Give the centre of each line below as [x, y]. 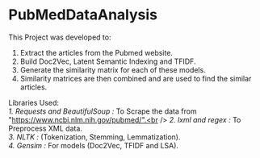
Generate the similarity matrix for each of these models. [113, 69]
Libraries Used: [34, 102]
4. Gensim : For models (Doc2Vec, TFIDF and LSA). [94, 145]
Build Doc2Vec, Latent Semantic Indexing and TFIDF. [108, 61]
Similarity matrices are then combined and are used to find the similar [136, 78]
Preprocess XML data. [46, 128]
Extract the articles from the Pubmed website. [96, 52]
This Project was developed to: [60, 37]
